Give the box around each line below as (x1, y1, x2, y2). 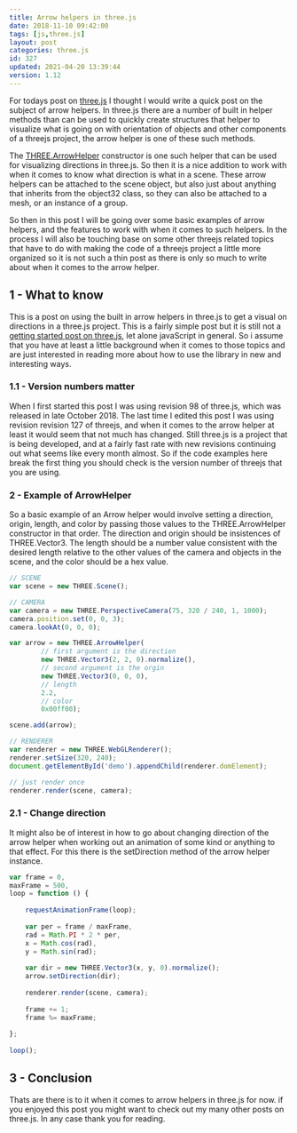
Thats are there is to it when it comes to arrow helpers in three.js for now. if (9, 1094, 284, 1105)
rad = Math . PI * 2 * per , (25, 930, 121, 939)
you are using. (9, 467, 62, 477)
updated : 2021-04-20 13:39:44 (9, 63, 121, 72)
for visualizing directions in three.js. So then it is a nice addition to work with (9, 159, 287, 170)
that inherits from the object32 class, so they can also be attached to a (9, 188, 268, 198)
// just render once (9, 778, 86, 786)
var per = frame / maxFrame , (25, 922, 133, 931)
